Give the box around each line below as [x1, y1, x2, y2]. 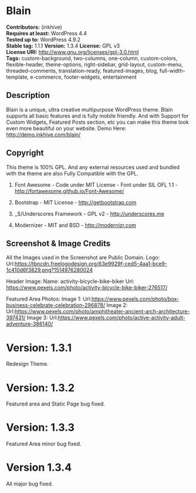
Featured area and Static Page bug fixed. [6, 400, 106, 407]
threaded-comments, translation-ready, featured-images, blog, [6, 67, 158, 74]
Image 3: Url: [26, 314, 59, 321]
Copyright [6, 148, 44, 158]
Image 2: [106, 302, 128, 309]
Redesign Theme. [6, 360, 49, 367]
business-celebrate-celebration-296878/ [6, 302, 106, 309]
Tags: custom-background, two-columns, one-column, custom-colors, [6, 55, 178, 62]
